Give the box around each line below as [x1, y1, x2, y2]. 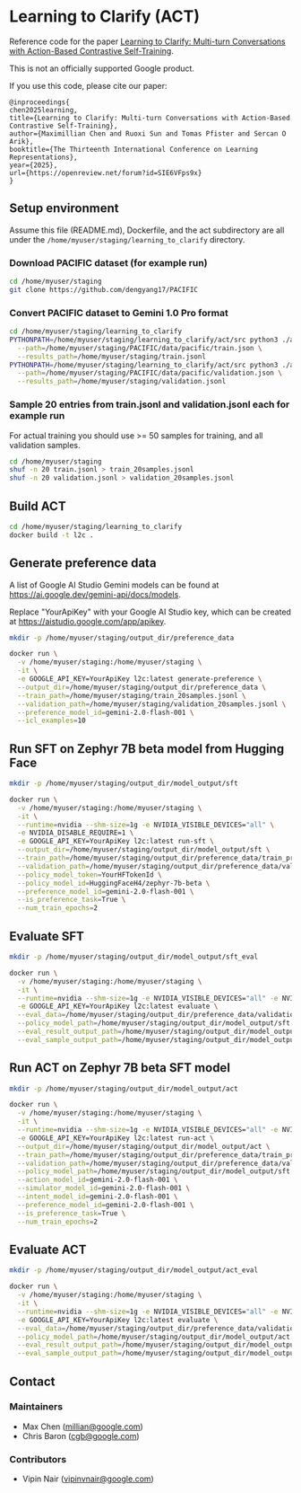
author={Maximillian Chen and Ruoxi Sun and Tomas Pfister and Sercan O [9, 128, 287, 138]
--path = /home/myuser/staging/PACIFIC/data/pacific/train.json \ [17, 343, 262, 352]
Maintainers [9, 1400, 64, 1413]
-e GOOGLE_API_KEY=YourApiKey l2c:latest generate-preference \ [17, 675, 262, 684]
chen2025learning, [9, 105, 78, 114]
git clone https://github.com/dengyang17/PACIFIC [9, 285, 199, 294]
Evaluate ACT [9, 1241, 87, 1257]
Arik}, [9, 137, 34, 146]
